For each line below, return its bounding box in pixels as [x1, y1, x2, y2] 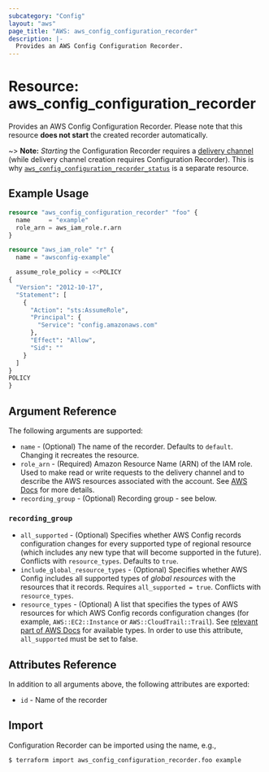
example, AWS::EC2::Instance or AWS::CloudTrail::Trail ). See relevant [20, 616, 258, 627]
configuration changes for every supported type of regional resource [20, 539, 252, 549]
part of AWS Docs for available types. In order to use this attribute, [20, 625, 244, 635]
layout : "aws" [8, 20, 57, 28]
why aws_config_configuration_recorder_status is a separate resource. [8, 164, 249, 173]
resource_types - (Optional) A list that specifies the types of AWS [20, 599, 238, 609]
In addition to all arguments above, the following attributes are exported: [8, 679, 250, 689]
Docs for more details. [20, 485, 95, 494]
